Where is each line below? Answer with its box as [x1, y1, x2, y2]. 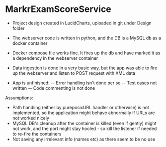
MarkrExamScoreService [5, 3, 112, 15]
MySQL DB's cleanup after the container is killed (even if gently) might [12, 120, 157, 126]
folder [12, 25, 25, 31]
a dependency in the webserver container [12, 55, 98, 61]
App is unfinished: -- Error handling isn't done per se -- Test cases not [12, 80, 157, 86]
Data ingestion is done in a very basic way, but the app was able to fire [12, 65, 158, 71]
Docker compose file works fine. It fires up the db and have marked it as [12, 50, 161, 56]
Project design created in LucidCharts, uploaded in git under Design [12, 20, 152, 26]
